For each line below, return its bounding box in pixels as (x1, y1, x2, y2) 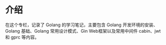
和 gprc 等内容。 (5, 34, 39, 40)
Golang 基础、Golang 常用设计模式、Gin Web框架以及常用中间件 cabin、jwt (5, 28, 161, 34)
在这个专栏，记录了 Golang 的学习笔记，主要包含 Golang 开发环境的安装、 (5, 22, 158, 28)
